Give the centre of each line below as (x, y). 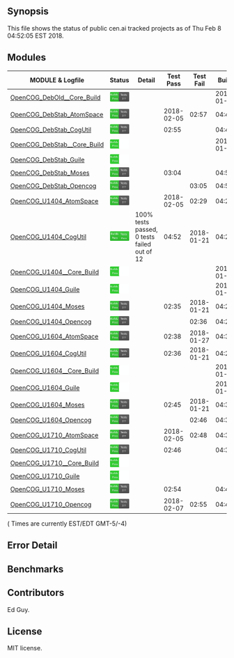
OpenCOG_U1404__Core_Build (55, 272)
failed (143, 244)
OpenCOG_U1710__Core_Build (55, 463)
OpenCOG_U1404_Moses (47, 306)
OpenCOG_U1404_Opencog (51, 321)
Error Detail (32, 546)
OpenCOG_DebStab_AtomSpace (57, 115)
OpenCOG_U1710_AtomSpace (54, 435)
